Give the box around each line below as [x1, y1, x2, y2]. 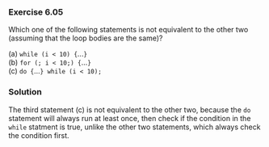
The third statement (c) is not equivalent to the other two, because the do [8, 104, 251, 115]
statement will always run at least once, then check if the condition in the [8, 113, 251, 123]
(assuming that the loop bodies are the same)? [8, 33, 163, 43]
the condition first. [8, 130, 70, 140]
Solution [8, 86, 43, 98]
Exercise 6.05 [8, 6, 64, 18]
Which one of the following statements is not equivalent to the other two [8, 25, 249, 35]
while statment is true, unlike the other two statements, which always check [8, 122, 261, 132]
